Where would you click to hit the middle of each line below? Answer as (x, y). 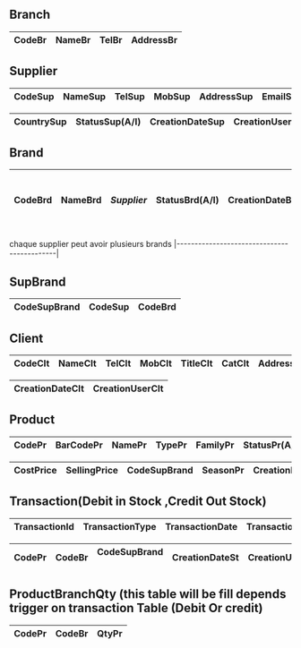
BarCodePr (79, 445)
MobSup (172, 96)
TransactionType (120, 526)
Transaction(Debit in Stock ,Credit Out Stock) (138, 502)
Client (26, 338)
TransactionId (44, 526)
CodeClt (32, 363)
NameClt (77, 363)
